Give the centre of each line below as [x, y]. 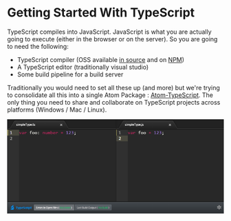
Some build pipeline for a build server [70, 74]
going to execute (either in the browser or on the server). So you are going [112, 39]
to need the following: [38, 46]
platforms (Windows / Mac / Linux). [57, 109]
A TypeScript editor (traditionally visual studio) [83, 67]
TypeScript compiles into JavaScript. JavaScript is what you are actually [109, 32]
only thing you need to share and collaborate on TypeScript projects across [114, 102]
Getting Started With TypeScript [101, 13]
